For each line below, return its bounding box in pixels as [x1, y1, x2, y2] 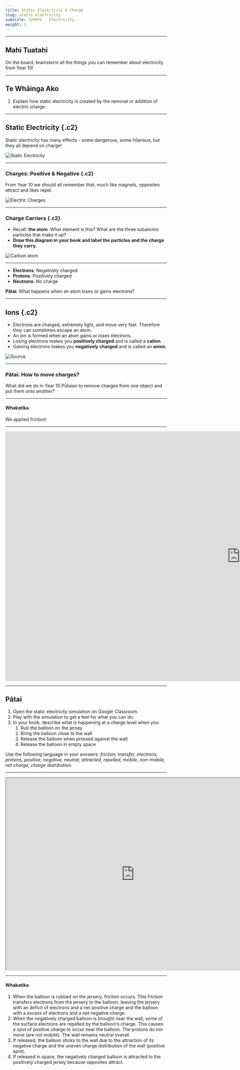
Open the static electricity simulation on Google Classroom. [12, 708, 138, 715]
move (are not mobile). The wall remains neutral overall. [12, 1031, 131, 1038]
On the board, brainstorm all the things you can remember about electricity [5, 60, 164, 66]
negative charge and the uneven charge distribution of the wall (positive [12, 1042, 165, 1048]
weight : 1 [5, 22, 27, 27]
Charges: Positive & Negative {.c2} [5, 170, 94, 177]
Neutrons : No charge [12, 278, 58, 285]
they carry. [12, 242, 37, 249]
